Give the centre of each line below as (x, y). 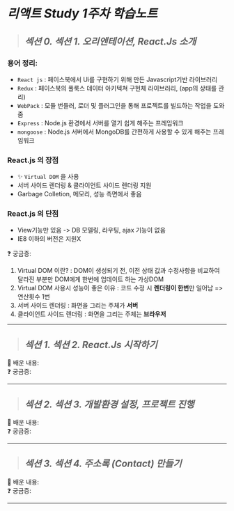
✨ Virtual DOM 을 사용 (48, 177)
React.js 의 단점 (33, 214)
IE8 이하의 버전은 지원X (49, 239)
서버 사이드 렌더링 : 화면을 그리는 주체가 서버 (78, 306)
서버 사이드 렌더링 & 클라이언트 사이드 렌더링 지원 (84, 185)
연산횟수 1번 (33, 297)
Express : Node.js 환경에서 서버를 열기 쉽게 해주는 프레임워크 (100, 123)
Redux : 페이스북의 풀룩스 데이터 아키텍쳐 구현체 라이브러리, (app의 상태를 (117, 88)
